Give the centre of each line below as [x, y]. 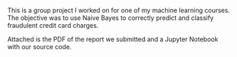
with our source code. [39, 47]
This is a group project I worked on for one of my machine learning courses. [118, 10]
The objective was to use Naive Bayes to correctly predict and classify [111, 18]
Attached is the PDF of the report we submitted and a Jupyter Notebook [113, 39]
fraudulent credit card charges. [53, 25]
